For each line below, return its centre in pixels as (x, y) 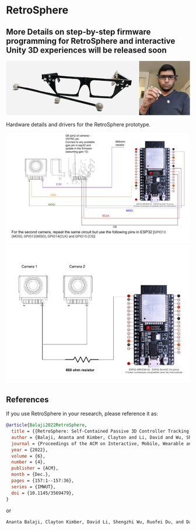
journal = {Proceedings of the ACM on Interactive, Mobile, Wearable (97, 443)
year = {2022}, (30, 450)
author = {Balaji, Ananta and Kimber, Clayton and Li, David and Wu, (97, 437)
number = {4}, (28, 462)
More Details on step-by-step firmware (78, 32)
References (27, 400)
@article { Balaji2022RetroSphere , (47, 425)
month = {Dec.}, (31, 475)
